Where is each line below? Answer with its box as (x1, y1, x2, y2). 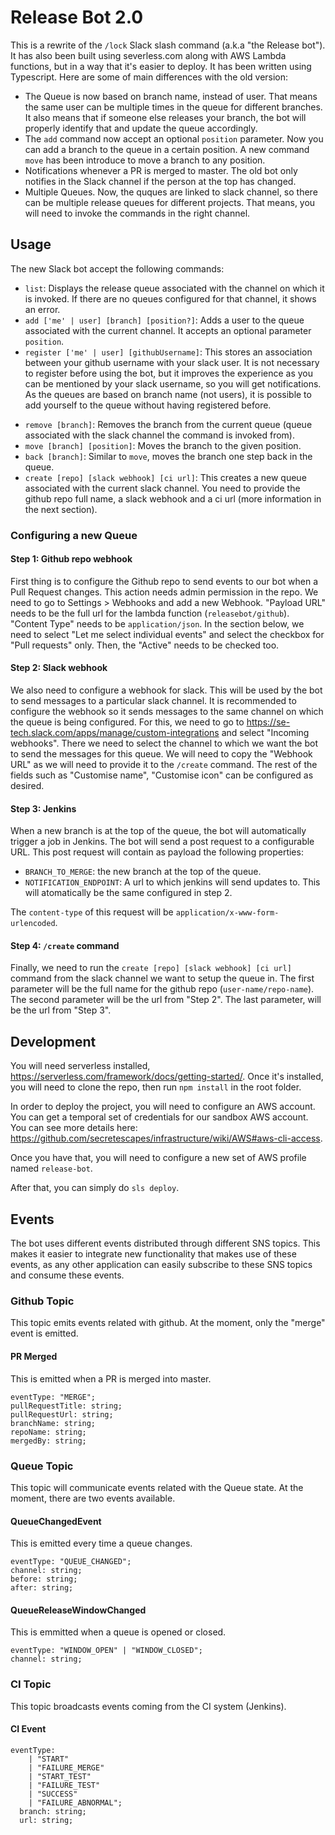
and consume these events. (10, 1269, 125, 1281)
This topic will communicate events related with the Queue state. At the (10, 1481, 304, 1493)
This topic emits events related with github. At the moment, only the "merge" (10, 1317, 326, 1329)
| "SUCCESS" (28, 1789, 78, 1799)
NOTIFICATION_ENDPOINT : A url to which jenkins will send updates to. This (24, 876, 321, 888)
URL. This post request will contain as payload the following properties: (10, 846, 304, 858)
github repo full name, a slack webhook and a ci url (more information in (24, 492, 322, 505)
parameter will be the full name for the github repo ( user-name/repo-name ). (10, 983, 315, 995)
